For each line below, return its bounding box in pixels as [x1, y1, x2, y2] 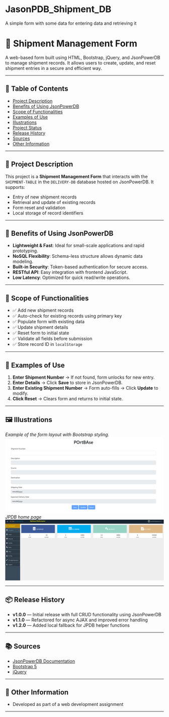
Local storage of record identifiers [12, 210, 83, 216]
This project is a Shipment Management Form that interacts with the [5, 173, 148, 179]
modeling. [12, 258, 34, 265]
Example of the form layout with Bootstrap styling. [5, 432, 110, 438]
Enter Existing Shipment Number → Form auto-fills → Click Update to [12, 385, 158, 391]
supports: [5, 184, 25, 190]
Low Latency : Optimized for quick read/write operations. [12, 274, 131, 280]
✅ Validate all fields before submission [12, 336, 93, 342]
